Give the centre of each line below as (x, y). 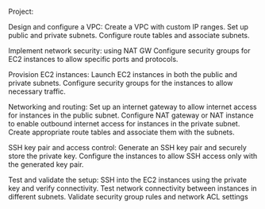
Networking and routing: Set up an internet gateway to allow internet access (133, 107)
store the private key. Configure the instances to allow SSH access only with (133, 156)
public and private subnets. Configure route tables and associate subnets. (129, 35)
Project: (21, 12)
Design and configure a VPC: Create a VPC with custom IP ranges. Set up (128, 27)
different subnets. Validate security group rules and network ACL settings (128, 197)
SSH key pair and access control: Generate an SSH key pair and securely (128, 147)
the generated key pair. (46, 164)
